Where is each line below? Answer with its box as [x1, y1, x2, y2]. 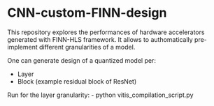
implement [7, 43, 38, 51]
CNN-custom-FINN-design [7, 5, 167, 21]
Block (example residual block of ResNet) [17, 77, 137, 85]
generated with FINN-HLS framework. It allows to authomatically [7, 35, 194, 43]
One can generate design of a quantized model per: [7, 56, 156, 64]
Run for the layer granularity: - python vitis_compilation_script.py [7, 91, 194, 99]
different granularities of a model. [38, 43, 136, 51]
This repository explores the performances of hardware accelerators [7, 28, 205, 36]
